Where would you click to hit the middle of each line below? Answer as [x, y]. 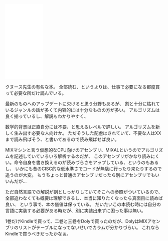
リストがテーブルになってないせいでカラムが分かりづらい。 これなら [89, 227]
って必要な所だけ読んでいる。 [36, 93]
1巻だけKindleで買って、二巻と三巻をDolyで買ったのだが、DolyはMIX [76, 221]
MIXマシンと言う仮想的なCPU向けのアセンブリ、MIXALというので [73, 150]
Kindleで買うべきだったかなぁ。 [38, 234]
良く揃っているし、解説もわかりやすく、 [47, 116]
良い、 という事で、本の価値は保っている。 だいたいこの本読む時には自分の [83, 204]
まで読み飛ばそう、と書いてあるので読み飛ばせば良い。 [62, 139]
